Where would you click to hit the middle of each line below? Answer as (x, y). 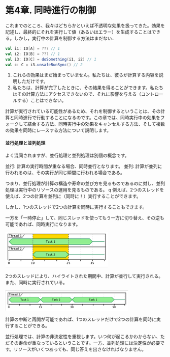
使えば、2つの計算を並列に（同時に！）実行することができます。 (73, 196)
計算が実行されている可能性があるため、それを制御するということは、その (83, 111)
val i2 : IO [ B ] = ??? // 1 (32, 54)
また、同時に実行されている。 (36, 282)
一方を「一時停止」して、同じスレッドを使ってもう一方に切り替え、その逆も (85, 217)
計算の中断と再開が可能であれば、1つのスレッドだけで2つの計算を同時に (81, 319)
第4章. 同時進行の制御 (51, 10)
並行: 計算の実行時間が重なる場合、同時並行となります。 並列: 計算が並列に (84, 166)
